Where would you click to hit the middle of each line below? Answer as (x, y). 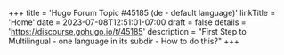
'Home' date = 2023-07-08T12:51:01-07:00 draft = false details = (127, 22)
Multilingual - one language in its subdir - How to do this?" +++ (124, 41)
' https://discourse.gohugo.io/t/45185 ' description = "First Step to (127, 31)
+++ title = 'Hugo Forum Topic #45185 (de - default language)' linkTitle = (142, 13)
